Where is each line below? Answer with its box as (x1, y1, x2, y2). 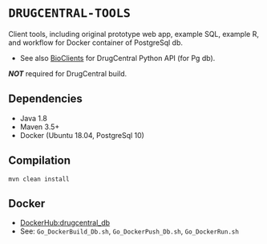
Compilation (8, 154, 71, 168)
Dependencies (8, 92, 83, 106)
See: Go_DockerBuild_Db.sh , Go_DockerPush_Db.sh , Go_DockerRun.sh (19, 226, 239, 236)
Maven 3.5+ (19, 122, 60, 132)
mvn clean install (8, 175, 70, 183)
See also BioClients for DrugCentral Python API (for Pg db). (19, 53, 216, 63)
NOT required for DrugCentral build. (8, 68, 127, 78)
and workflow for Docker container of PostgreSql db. (8, 38, 183, 47)
